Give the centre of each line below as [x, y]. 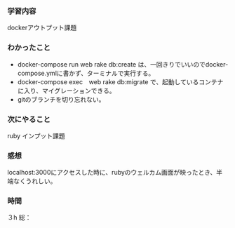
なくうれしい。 [35, 181]
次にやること [29, 119]
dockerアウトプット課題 [42, 28]
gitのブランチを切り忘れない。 [61, 99]
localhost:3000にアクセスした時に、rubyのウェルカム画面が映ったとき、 [112, 173]
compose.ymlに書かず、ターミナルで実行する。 [86, 73]
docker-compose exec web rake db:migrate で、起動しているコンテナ [120, 81]
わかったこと [29, 48]
